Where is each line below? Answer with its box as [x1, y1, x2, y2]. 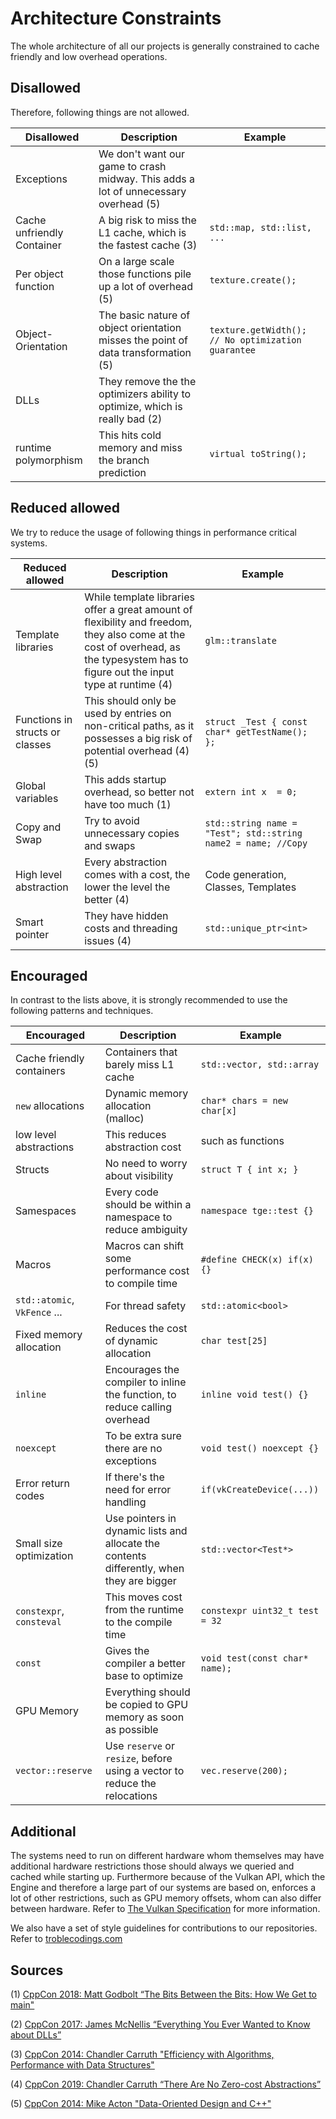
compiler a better [104, 1657, 186, 1671]
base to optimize [104, 1669, 184, 1683]
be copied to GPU [104, 1698, 189, 1712]
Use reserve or [104, 1739, 175, 1753]
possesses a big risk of [84, 731, 193, 745]
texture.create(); [209, 274, 297, 286]
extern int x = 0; [204, 786, 298, 797]
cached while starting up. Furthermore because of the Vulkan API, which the [10, 1871, 326, 1883]
